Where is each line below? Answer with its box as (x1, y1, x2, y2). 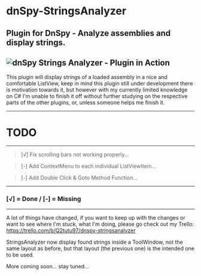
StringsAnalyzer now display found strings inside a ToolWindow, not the (6, 238, 184, 245)
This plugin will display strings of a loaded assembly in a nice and (6, 74, 167, 81)
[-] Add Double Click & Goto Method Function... (20, 174, 138, 181)
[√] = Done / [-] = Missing (6, 195, 81, 203)
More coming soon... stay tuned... (6, 262, 89, 270)
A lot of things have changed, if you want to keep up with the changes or (6, 214, 185, 221)
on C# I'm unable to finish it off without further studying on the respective (6, 93, 188, 100)
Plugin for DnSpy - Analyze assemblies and (6, 28, 171, 38)
